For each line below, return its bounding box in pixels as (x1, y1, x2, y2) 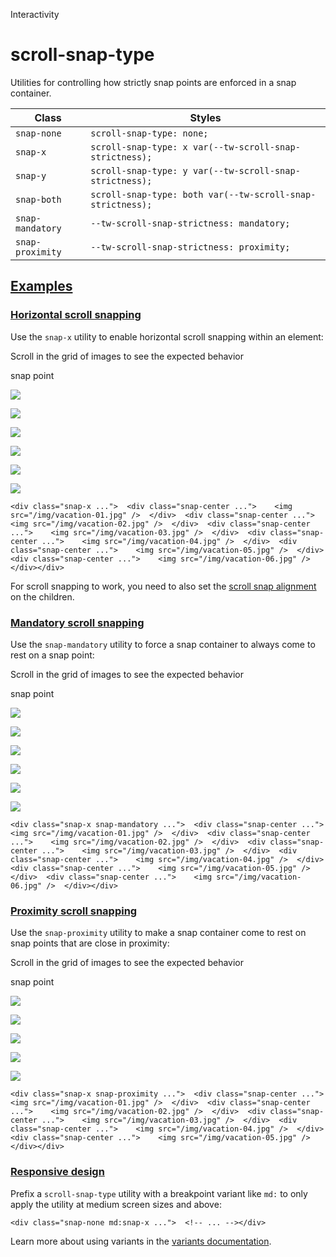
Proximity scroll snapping (10, 904, 138, 918)
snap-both (15, 194, 62, 205)
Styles (189, 110, 222, 124)
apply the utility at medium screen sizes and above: (10, 1198, 222, 1210)
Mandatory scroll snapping (10, 615, 145, 629)
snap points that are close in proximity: (10, 937, 170, 949)
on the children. (10, 590, 75, 603)
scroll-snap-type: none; (90, 127, 209, 139)
